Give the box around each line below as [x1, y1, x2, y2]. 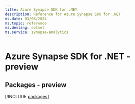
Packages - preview [5, 81, 67, 89]
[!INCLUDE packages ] [5, 94, 49, 99]
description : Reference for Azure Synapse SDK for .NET [5, 12, 121, 17]
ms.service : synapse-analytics [5, 30, 69, 35]
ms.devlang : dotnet [5, 25, 45, 30]
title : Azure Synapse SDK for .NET [5, 7, 77, 12]
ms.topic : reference [5, 21, 47, 26]
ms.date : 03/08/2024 [5, 16, 47, 21]
